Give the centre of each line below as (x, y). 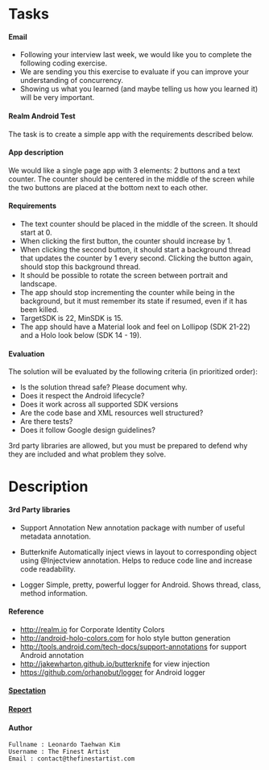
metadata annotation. (55, 536)
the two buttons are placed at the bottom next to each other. (108, 187)
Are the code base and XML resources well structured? (112, 413)
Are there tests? (46, 422)
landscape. (39, 284)
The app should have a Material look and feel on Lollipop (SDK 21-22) (135, 327)
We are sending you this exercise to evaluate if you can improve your (134, 72)
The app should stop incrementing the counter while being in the (127, 292)
